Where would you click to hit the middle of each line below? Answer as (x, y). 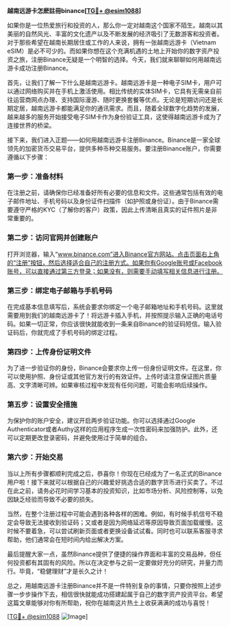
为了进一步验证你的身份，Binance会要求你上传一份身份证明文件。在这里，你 (115, 368)
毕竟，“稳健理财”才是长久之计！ (64, 571)
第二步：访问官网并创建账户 (53, 238)
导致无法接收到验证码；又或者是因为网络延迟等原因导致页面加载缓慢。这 (121, 522)
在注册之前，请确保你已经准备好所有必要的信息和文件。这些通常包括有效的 (112, 193)
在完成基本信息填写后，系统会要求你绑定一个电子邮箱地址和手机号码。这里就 (115, 307)
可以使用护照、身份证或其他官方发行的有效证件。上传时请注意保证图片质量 (112, 376)
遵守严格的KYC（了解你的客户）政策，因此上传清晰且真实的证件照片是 (112, 210)
